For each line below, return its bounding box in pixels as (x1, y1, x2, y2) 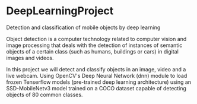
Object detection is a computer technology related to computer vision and (6, 35, 187, 42)
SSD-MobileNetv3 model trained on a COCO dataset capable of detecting (6, 84, 187, 92)
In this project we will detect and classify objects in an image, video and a (6, 65, 186, 73)
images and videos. (6, 54, 55, 61)
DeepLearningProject (6, 4, 114, 18)
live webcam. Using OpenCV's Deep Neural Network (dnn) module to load (6, 72, 188, 79)
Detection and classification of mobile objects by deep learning (6, 24, 161, 31)
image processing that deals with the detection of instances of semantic (6, 42, 183, 49)
